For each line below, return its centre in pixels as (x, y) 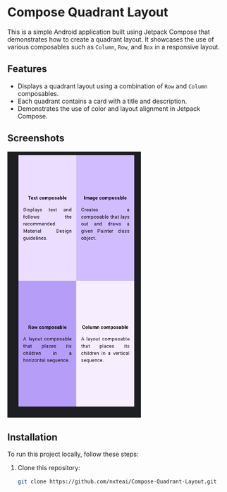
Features (27, 69)
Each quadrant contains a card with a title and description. (102, 101)
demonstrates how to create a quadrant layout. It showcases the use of (111, 39)
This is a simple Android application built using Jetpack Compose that (109, 32)
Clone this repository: (49, 468)
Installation (32, 437)
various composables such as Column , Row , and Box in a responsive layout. (114, 47)
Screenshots (36, 138)
